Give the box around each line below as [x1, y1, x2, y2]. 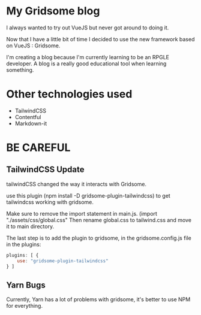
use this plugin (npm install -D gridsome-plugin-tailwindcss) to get [6, 192, 171, 199]
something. [6, 66, 34, 73]
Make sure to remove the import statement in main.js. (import [6, 210, 158, 217]
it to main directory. [6, 223, 55, 230]
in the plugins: [6, 241, 41, 248]
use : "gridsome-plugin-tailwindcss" [17, 258, 109, 264]
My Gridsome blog [6, 4, 100, 18]
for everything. [6, 302, 43, 310]
